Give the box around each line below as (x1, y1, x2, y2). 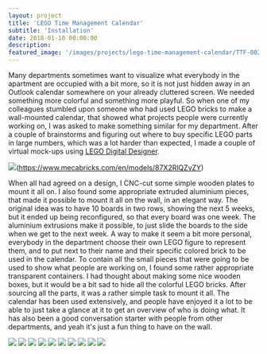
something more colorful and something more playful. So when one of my (8, 96, 250, 105)
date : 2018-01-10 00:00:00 (8, 33, 98, 42)
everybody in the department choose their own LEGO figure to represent (8, 238, 246, 247)
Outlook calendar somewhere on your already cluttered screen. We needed (8, 88, 255, 96)
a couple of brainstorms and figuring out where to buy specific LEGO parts (8, 130, 253, 139)
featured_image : (8, 49, 62, 56)
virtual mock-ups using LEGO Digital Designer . (8, 146, 161, 156)
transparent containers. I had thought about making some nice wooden (8, 271, 241, 281)
